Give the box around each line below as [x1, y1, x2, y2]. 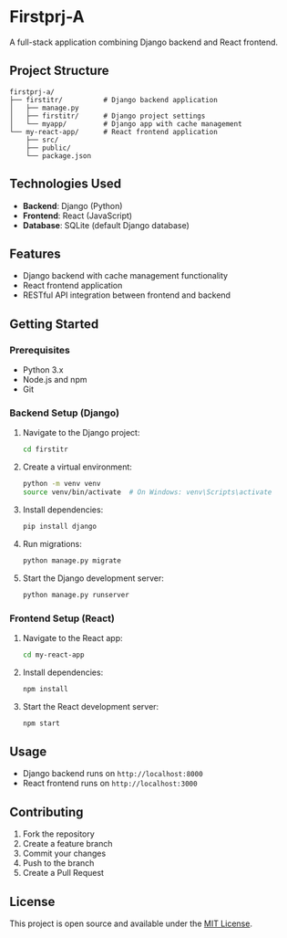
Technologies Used [9, 176, 121, 192]
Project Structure [9, 63, 109, 79]
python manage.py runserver [22, 590, 129, 599]
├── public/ [26, 143, 71, 153]
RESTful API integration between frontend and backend [22, 290, 231, 300]
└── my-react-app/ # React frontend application [9, 127, 219, 136]
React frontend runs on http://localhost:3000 [22, 778, 198, 789]
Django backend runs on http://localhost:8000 [22, 768, 203, 779]
